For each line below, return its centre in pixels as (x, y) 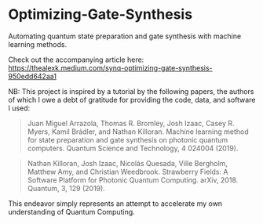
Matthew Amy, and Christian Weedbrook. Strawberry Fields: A (128, 172)
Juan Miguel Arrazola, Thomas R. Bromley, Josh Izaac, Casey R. (131, 123)
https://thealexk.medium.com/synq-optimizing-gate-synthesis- (111, 67)
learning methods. (38, 44)
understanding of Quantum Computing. (71, 211)
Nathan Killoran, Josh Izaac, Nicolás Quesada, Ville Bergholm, (127, 163)
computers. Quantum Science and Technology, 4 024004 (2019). (133, 148)
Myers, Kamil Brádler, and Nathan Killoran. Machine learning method (138, 132)
